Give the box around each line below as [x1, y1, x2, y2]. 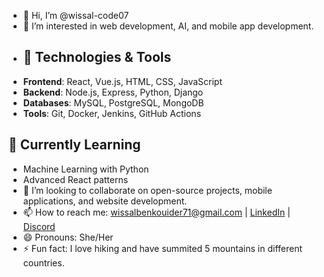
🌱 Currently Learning [8, 136, 141, 154]
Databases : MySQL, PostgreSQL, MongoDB [22, 96, 205, 109]
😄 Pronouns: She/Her [22, 231, 114, 243]
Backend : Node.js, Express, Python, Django [22, 86, 204, 98]
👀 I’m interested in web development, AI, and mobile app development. [22, 20, 315, 32]
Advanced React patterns [22, 173, 129, 185]
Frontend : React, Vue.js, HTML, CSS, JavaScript [22, 75, 223, 87]
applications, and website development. [22, 195, 188, 207]
